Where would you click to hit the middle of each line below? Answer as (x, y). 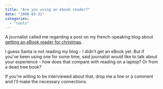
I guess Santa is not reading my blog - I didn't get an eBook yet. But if (75, 52)
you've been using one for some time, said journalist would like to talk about (81, 57)
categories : (17, 18)
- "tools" (19, 23)
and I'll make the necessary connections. (46, 82)
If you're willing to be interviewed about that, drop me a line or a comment (79, 76)
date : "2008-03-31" (25, 14)
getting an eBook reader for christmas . (44, 42)
